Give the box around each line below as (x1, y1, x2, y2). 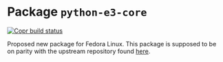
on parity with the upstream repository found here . (7, 47, 151, 55)
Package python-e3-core (7, 4, 147, 20)
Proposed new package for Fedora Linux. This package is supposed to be (7, 40, 217, 48)
